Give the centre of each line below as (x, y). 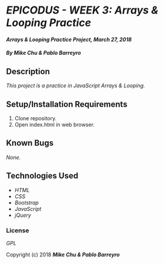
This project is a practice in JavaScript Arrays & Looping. (76, 85)
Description (28, 71)
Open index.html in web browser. (55, 125)
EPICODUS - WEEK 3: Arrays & (82, 10)
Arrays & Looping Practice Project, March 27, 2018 (69, 39)
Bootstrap (27, 202)
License (18, 230)
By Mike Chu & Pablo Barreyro (43, 53)
